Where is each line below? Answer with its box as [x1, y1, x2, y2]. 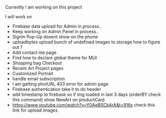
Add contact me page [12, 49, 57, 55]
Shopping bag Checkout [12, 60, 62, 66]
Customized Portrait [12, 71, 53, 76]
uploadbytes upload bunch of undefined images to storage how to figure [12, 39, 161, 45]
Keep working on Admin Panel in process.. [12, 29, 99, 34]
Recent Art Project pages [12, 65, 64, 71]
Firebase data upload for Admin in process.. [12, 23, 102, 29]
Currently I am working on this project [5, 4, 83, 10]
